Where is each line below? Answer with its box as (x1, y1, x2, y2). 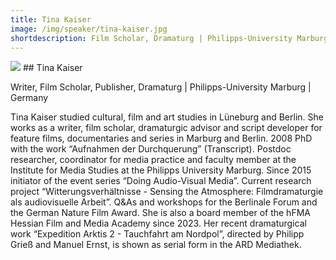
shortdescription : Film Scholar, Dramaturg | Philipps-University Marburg (10, 33, 329, 43)
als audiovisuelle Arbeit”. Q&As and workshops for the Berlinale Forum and (10, 196, 318, 208)
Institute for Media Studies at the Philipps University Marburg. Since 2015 (10, 164, 312, 176)
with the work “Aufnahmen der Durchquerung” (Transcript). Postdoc (10, 143, 292, 155)
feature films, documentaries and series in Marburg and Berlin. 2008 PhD (10, 132, 313, 145)
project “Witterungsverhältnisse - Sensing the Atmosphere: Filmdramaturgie (10, 186, 324, 198)
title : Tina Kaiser (10, 14, 92, 25)
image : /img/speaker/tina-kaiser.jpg (10, 24, 168, 34)
